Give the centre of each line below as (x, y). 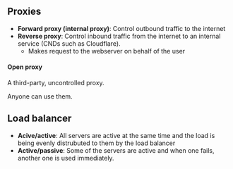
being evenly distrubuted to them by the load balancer (96, 143)
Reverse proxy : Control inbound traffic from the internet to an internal (119, 36)
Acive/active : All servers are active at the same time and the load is (116, 135)
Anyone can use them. (40, 96)
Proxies (24, 12)
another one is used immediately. (66, 158)
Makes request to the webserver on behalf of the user (107, 51)
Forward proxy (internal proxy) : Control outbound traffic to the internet (121, 28)
